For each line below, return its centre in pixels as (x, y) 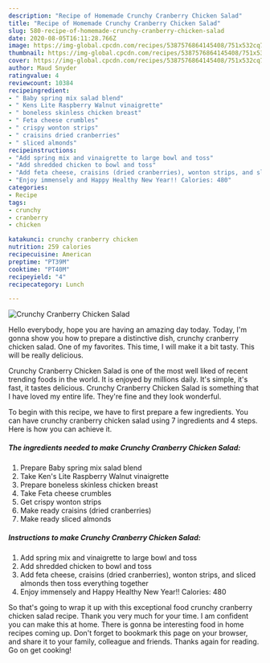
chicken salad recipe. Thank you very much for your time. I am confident (129, 616)
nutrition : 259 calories (50, 247)
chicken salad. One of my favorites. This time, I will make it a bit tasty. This (131, 347)
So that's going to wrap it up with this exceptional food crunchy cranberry (131, 608)
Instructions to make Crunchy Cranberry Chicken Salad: (104, 537)
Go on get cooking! (40, 650)
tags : (17, 203)
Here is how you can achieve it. (60, 429)
